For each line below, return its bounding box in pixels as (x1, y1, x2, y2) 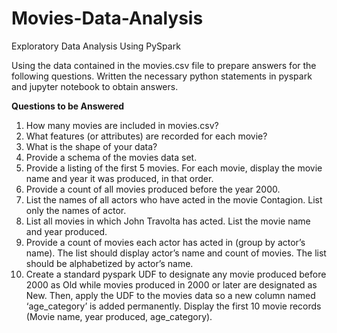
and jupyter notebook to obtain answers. (11, 80, 179, 92)
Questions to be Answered (11, 100, 125, 112)
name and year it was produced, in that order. (25, 172, 214, 184)
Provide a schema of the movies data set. (25, 151, 198, 163)
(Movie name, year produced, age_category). (25, 310, 213, 322)
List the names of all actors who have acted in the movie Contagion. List (25, 193, 323, 206)
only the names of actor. (25, 204, 127, 216)
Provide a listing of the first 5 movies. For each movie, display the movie (25, 162, 323, 174)
